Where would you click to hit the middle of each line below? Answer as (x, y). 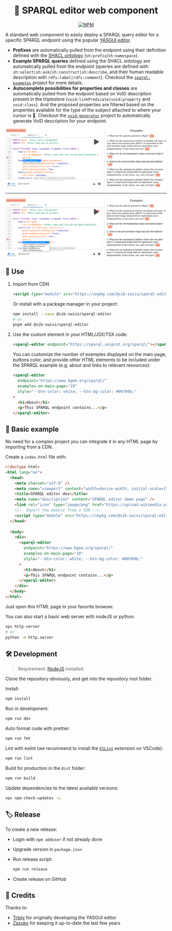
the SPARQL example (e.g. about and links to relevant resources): (82, 365)
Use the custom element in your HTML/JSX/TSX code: (70, 334)
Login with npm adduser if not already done (57, 839)
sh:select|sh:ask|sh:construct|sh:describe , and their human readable (88, 72)
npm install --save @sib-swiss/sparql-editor (62, 314)
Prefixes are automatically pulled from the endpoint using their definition (89, 50)
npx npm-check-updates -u (33, 798)
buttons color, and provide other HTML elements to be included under (86, 360)
